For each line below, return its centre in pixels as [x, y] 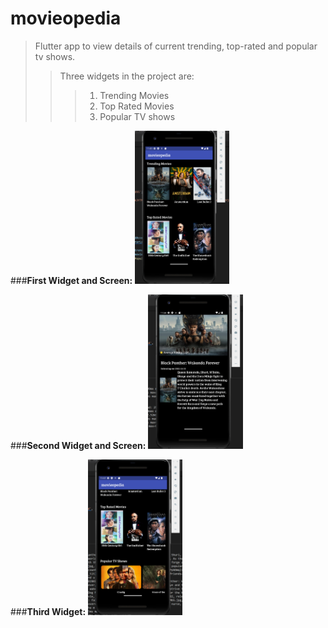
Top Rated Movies [137, 106]
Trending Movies [134, 95]
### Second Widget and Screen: [78, 446]
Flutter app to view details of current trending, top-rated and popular [176, 46]
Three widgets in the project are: [127, 76]
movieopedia [66, 18]
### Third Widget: [48, 611]
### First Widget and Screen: [71, 281]
